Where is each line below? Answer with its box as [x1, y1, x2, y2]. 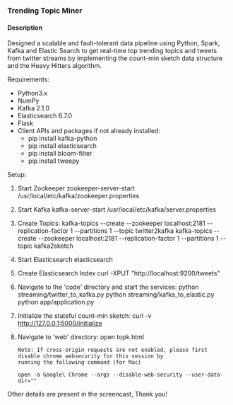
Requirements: [7, 75, 49, 84]
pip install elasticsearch [28, 142, 97, 150]
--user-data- [185, 371, 224, 379]
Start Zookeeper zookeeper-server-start [17, 184, 136, 193]
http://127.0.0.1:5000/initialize [17, 319, 102, 328]
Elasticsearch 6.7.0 [17, 112, 73, 120]
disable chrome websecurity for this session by [17, 353, 164, 360]
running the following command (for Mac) [17, 359, 141, 366]
